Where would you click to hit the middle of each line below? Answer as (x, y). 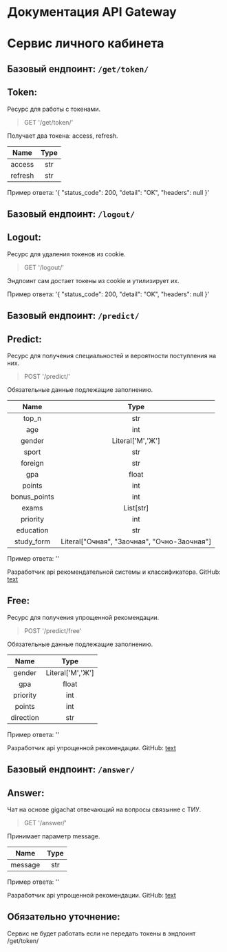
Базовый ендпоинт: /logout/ (71, 214)
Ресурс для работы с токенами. (54, 109)
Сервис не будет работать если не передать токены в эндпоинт (101, 933)
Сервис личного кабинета (86, 44)
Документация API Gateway (92, 12)
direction (25, 717)
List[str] (136, 508)
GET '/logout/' (44, 267)
